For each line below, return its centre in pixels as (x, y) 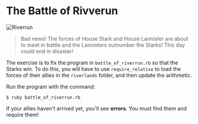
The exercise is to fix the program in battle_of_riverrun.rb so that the (92, 63)
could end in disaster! (47, 51)
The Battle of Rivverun (62, 11)
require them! (22, 115)
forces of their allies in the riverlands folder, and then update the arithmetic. (99, 75)
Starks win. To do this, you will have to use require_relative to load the (94, 68)
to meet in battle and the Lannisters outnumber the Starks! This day (103, 45)
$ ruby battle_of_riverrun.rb (43, 97)
